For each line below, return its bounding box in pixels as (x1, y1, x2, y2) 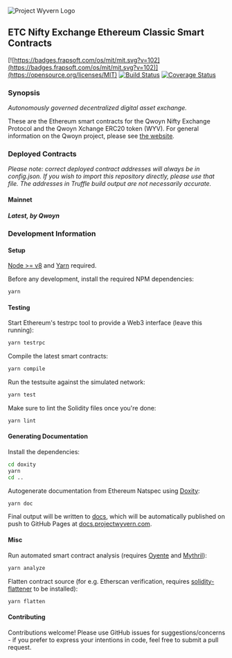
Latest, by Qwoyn (8, 211, 60, 220)
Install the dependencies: (8, 447, 80, 456)
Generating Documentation (8, 432, 89, 440)
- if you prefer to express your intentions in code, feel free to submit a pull (8, 635, 219, 644)
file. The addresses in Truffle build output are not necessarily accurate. (8, 180, 212, 188)
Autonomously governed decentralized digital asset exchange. (8, 104, 188, 112)
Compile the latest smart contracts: (8, 352, 108, 361)
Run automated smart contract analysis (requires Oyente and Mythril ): (8, 551, 207, 560)
